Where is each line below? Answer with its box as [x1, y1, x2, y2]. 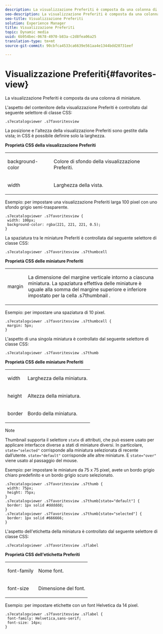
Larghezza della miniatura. [27, 375, 88, 381]
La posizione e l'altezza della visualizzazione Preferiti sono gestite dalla [5, 127, 148, 133]
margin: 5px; [7, 323, 34, 328]
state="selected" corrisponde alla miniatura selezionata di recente [5, 447, 139, 453]
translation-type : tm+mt [5, 39, 55, 44]
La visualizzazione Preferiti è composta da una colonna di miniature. [5, 95, 142, 101]
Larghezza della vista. [53, 181, 103, 188]
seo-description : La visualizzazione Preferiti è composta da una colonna [5, 12, 160, 17]
